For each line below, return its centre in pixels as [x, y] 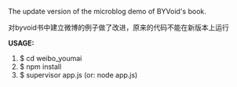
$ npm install [40, 67]
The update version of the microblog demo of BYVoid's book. [107, 11]
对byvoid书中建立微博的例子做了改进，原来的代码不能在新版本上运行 [119, 27]
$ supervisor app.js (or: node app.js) [78, 75]
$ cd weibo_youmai [51, 58]
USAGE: [21, 43]
